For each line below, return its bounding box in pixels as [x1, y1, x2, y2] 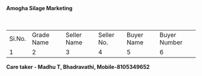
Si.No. [9, 35, 26, 42]
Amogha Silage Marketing [6, 5, 73, 11]
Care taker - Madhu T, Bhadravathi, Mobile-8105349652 [6, 63, 150, 70]
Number [159, 38, 183, 46]
